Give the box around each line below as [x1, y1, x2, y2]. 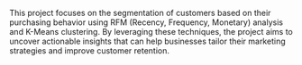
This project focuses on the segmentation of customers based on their [9, 8, 271, 18]
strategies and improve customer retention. [9, 45, 169, 56]
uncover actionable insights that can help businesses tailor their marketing [9, 36, 286, 46]
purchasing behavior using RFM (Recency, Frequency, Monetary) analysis [9, 17, 284, 28]
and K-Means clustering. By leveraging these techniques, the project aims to [9, 27, 293, 37]
